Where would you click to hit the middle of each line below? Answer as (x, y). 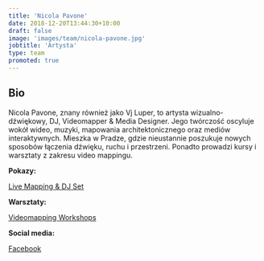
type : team (27, 53)
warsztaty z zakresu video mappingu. (70, 155)
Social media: (31, 233)
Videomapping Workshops (52, 217)
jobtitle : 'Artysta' (43, 46)
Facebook (25, 248)
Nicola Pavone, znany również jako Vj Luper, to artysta (99, 112)
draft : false (30, 31)
